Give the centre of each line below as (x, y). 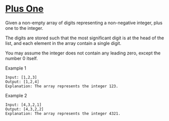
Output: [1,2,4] (22, 82)
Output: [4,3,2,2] (24, 109)
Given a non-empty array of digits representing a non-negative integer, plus (84, 23)
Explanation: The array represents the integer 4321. (63, 113)
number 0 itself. (21, 58)
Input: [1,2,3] (21, 77)
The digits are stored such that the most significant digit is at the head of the (85, 38)
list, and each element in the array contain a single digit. (63, 43)
